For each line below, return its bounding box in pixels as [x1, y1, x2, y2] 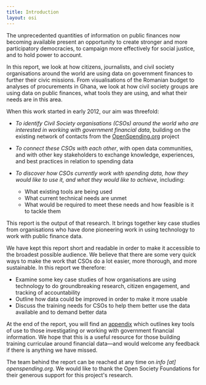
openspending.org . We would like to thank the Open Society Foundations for [6, 365, 200, 372]
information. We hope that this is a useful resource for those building [6, 333, 180, 341]
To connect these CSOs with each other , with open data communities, [15, 144, 193, 152]
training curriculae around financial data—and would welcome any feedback [6, 340, 200, 347]
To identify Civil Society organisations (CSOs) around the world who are [15, 119, 199, 126]
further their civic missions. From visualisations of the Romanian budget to [6, 76, 195, 84]
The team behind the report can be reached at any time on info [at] [6, 358, 176, 365]
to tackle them [24, 207, 61, 215]
